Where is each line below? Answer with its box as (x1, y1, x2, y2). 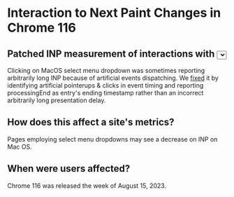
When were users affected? (7, 163, 131, 175)
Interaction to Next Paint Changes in (7, 5, 221, 21)
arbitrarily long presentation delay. (7, 96, 106, 104)
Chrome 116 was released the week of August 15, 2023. (7, 181, 166, 190)
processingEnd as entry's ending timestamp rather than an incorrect (7, 89, 204, 97)
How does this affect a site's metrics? (7, 116, 175, 128)
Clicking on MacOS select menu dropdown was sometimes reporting (7, 67, 205, 74)
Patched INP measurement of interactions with (7, 48, 215, 60)
